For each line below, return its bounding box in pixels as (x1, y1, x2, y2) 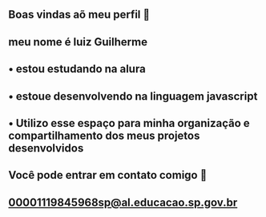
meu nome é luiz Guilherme (8, 35, 148, 49)
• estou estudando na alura (8, 62, 146, 76)
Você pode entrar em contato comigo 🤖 (8, 168, 208, 182)
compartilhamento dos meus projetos (8, 128, 200, 142)
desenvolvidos (8, 141, 84, 155)
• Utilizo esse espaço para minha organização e (8, 116, 250, 130)
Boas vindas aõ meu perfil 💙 (8, 8, 151, 22)
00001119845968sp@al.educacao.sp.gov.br (8, 195, 238, 209)
